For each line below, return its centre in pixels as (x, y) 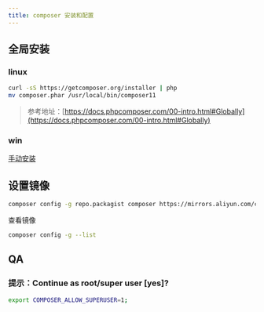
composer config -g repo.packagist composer (82, 205)
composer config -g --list (52, 235)
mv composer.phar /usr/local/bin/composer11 (82, 96)
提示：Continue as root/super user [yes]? (88, 283)
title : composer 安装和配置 (51, 15)
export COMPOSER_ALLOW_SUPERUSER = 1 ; (68, 300)
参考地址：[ (46, 111)
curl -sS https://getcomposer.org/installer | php (93, 88)
